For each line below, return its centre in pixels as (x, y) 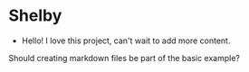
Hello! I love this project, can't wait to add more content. (126, 40)
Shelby (35, 16)
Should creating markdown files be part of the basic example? (124, 58)
